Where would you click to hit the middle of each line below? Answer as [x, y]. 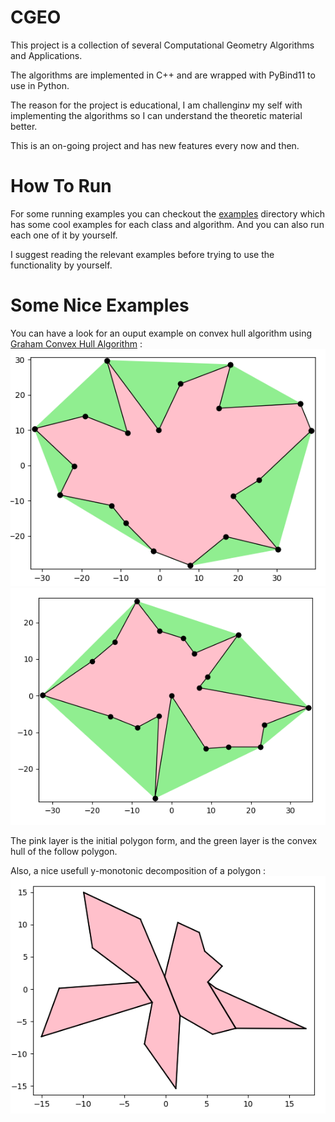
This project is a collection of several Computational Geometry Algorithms [162, 45]
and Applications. [46, 55]
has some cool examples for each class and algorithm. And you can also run [167, 224]
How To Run [61, 186]
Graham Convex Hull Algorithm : [76, 343]
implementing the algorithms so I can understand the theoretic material [156, 115]
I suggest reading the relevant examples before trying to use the [142, 254]
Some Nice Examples [100, 305]
